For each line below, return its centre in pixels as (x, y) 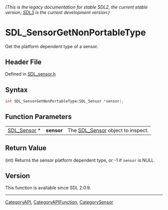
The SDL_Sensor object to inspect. (108, 130)
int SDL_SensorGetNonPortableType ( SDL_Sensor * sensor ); (64, 101)
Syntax (16, 90)
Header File (23, 62)
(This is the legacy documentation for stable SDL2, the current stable (76, 7)
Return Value (26, 148)
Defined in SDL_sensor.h (30, 74)
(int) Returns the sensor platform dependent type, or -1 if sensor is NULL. (80, 160)
